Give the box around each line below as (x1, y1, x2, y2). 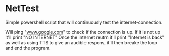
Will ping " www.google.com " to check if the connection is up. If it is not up (5, 29, 161, 35)
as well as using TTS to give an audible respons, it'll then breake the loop (5, 39, 158, 45)
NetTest (5, 3, 39, 14)
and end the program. (5, 45, 51, 51)
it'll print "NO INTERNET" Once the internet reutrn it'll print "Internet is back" (5, 34, 164, 40)
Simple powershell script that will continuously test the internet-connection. (5, 19, 163, 25)
